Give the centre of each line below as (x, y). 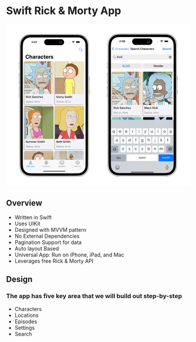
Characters (28, 309)
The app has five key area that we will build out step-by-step (94, 296)
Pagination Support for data (48, 242)
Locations (27, 315)
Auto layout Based (37, 248)
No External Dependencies (47, 236)
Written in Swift (33, 217)
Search (23, 334)
